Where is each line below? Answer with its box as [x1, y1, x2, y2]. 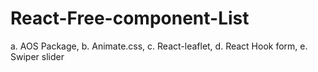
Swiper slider [10, 50, 65, 62]
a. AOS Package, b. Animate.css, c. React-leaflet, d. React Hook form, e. [10, 40, 308, 52]
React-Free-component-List [10, 7, 250, 30]
